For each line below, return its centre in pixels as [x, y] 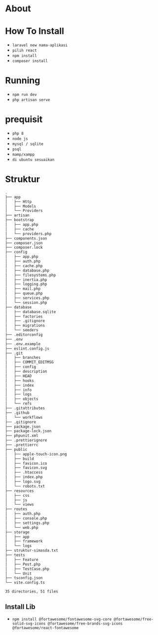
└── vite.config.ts [25, 583]
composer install [30, 61]
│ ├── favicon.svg [26, 468]
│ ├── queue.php [24, 294]
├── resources [20, 491]
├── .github [17, 413]
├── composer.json [24, 243]
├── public [16, 449]
